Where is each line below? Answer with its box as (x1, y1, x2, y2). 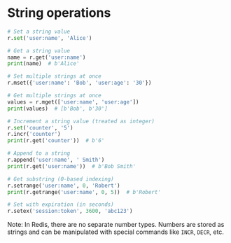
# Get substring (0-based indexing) (7, 175, 114, 183)
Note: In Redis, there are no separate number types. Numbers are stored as (7, 221, 225, 229)
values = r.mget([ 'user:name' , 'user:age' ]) (7, 98, 139, 106)
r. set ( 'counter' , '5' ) (7, 124, 73, 131)
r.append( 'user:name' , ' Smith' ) (7, 156, 105, 164)
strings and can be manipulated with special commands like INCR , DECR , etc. (7, 228, 224, 236)
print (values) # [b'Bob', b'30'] (7, 105, 108, 112)
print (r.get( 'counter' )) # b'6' (7, 137, 105, 144)
